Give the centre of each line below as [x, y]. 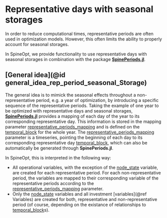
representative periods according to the [53, 183]
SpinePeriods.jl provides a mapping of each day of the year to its [72, 116]
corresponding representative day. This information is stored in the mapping [83, 121]
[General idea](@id [35, 75]
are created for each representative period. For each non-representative [86, 172]
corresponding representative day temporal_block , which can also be [76, 142]
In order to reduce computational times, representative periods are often [79, 33]
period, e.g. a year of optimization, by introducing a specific [97, 100]
